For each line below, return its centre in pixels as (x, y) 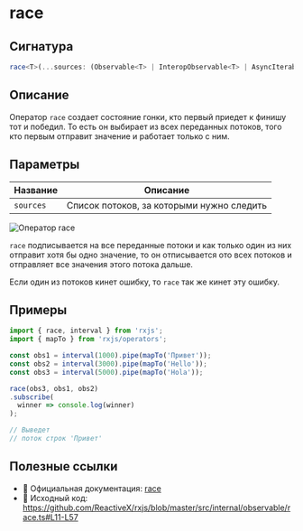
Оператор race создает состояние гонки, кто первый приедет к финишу (148, 116)
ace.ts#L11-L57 (50, 517)
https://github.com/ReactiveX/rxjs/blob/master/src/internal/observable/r (156, 508)
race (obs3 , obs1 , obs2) (54, 388)
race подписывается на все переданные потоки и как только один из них (151, 245)
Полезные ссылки (64, 466)
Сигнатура (41, 47)
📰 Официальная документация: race (92, 488)
